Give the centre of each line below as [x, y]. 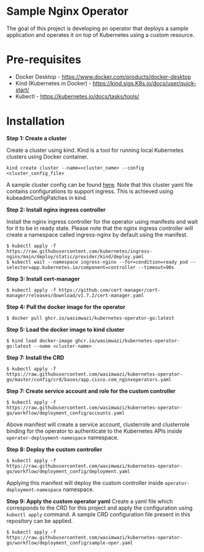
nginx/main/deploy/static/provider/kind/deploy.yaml [75, 256]
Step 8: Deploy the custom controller [54, 449]
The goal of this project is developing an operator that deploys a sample [97, 28]
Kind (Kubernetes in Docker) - [53, 83]
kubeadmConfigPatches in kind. [47, 197]
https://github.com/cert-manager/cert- [110, 290]
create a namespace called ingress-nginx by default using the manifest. [97, 234]
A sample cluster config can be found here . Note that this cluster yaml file [100, 184]
